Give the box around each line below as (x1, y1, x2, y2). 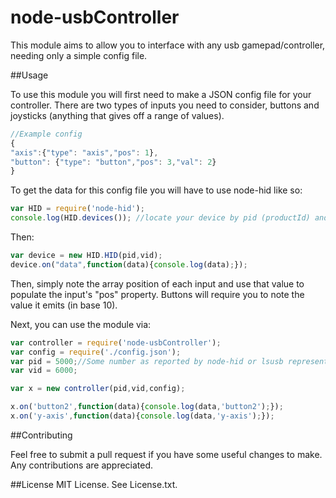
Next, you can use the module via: (10, 318, 152, 330)
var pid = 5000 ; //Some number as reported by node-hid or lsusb (10, 356, 284, 366)
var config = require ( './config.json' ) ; (10, 347, 182, 357)
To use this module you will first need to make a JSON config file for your (10, 88, 312, 100)
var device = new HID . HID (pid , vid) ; (10, 251, 163, 261)
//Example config (10, 129, 83, 139)
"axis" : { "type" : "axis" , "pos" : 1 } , (10, 147, 159, 158)
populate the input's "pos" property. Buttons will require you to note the (10, 288, 305, 300)
